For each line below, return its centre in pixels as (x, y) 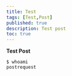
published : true (27, 23)
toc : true (19, 34)
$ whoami (17, 62)
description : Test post (36, 28)
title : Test (21, 12)
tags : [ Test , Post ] (29, 17)
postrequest (21, 67)
